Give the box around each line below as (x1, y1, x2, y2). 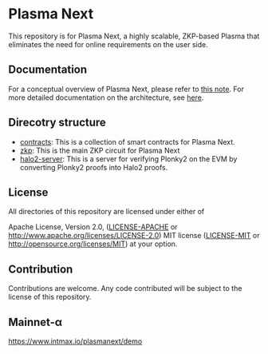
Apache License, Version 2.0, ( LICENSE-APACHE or (8, 222, 178, 232)
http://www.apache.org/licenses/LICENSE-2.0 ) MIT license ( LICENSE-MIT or (8, 231, 260, 241)
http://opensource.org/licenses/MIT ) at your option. (8, 239, 178, 249)
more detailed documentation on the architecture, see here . (8, 93, 204, 102)
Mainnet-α (8, 315, 62, 328)
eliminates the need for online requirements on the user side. (8, 39, 209, 49)
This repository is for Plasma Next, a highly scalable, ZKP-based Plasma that (8, 31, 260, 41)
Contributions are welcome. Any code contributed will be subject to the (8, 284, 242, 293)
